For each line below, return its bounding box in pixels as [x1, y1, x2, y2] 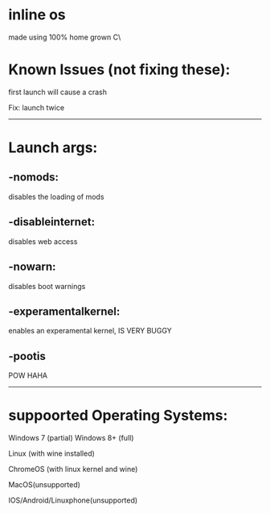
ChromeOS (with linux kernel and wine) [8, 465, 138, 474]
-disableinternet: [8, 215, 95, 229]
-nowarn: [8, 260, 56, 274]
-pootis [8, 349, 46, 363]
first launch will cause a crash [8, 87, 107, 97]
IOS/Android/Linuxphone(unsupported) [8, 495, 138, 505]
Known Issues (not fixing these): [8, 60, 231, 79]
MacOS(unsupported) [8, 480, 80, 490]
